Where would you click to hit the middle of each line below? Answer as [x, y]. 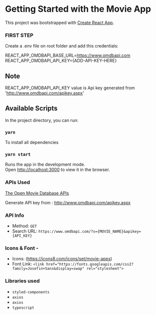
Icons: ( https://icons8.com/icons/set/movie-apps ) [62, 259]
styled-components [31, 292]
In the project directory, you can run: [42, 120]
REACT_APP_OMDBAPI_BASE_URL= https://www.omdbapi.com [68, 55]
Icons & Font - [22, 248]
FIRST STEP [19, 35]
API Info [15, 215]
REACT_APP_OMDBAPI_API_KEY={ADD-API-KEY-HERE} [61, 61]
